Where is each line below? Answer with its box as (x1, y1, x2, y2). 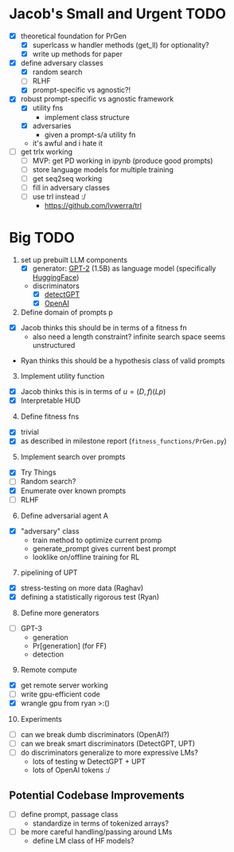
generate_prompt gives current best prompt (32, 543, 177, 553)
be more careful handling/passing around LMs (20, 827, 173, 837)
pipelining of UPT (20, 567, 78, 577)
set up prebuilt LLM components (20, 254, 128, 264)
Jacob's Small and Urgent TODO (9, 5, 226, 23)
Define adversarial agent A (20, 511, 108, 520)
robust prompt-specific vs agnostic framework (20, 94, 174, 104)
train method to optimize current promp (32, 535, 162, 545)
